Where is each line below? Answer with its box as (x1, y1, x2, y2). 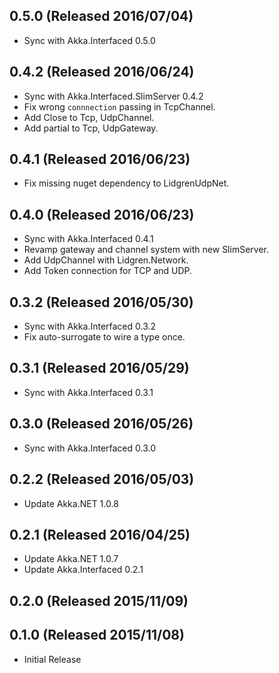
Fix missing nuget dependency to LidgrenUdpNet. (23, 177, 230, 189)
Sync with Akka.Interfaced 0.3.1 (23, 386, 154, 398)
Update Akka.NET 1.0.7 (23, 553, 119, 565)
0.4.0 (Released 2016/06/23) (9, 206, 195, 223)
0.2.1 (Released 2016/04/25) (9, 526, 191, 543)
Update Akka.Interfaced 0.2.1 (23, 564, 144, 576)
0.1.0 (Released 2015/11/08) (9, 627, 185, 644)
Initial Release (23, 653, 82, 665)
